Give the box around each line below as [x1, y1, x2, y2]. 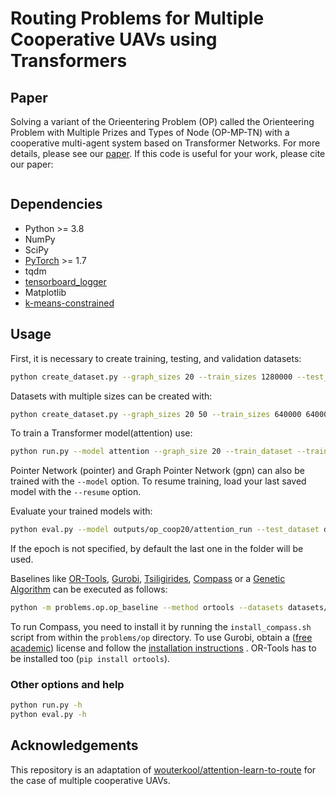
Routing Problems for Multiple [10, 7, 265, 30]
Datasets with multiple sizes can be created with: [10, 390, 213, 402]
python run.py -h [10, 700, 83, 711]
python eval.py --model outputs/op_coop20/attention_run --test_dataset [10, 525, 320, 535]
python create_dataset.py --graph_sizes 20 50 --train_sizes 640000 [10, 409, 302, 419]
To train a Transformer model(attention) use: [10, 427, 193, 439]
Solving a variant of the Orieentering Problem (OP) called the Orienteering [10, 116, 315, 127]
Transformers [10, 50, 128, 72]
